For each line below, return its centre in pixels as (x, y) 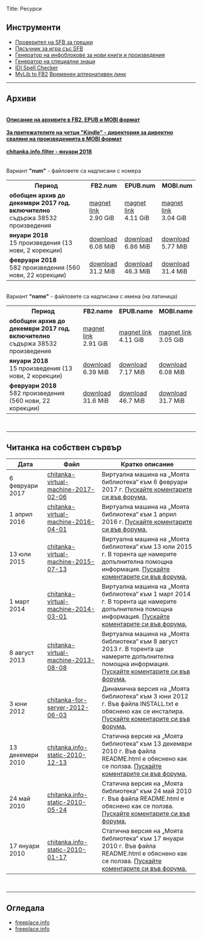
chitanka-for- (67, 700)
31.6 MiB (96, 401)
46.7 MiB (132, 401)
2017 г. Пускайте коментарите (147, 490)
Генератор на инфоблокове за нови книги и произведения (90, 55)
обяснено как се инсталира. (143, 711)
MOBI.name (176, 311)
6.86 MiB (137, 246)
